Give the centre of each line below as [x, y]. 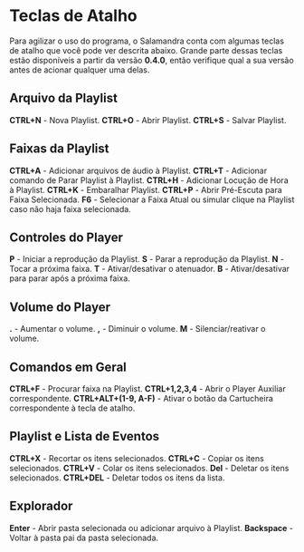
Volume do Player [60, 307]
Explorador [41, 506]
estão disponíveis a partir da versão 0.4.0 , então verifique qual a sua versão [152, 60]
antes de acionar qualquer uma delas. [80, 70]
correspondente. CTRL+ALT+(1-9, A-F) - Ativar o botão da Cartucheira [142, 398]
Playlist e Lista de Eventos [85, 436]
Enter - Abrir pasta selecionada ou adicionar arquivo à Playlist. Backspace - [152, 528]
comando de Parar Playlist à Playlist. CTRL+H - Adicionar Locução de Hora [149, 180]
